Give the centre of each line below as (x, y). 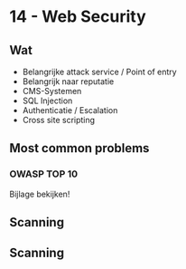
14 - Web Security (78, 17)
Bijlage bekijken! (40, 194)
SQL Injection (47, 101)
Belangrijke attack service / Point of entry (100, 72)
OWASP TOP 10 (44, 174)
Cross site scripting (59, 120)
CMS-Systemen (52, 91)
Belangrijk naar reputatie (68, 82)
